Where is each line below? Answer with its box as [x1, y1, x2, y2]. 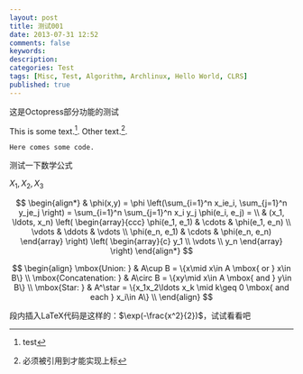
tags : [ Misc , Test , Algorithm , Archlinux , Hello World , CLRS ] [9, 72, 248, 81]
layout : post [9, 13, 59, 23]
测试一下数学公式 [9, 160, 73, 171]
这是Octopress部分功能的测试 [9, 105, 120, 117]
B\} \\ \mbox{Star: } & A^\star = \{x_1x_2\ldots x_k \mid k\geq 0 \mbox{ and [13, 282, 290, 293]
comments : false [9, 38, 70, 48]
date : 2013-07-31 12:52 [9, 30, 99, 39]
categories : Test [9, 64, 75, 73]
